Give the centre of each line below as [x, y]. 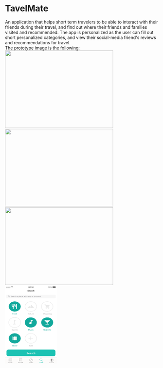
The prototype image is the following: [43, 48]
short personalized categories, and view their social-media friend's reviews [81, 37]
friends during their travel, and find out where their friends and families [76, 27]
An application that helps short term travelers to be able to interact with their [81, 22]
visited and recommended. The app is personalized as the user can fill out [79, 32]
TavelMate [27, 9]
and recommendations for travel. [38, 42]
